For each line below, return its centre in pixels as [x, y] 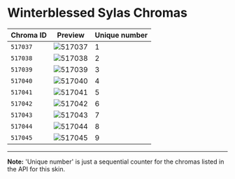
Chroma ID [29, 35]
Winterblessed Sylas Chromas [97, 13]
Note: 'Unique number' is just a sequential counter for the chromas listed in [116, 162]
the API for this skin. [36, 169]
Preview [71, 35]
